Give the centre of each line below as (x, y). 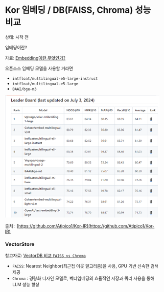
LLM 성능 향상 (26, 285)
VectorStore (20, 244)
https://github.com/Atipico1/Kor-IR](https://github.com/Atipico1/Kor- (86, 226)
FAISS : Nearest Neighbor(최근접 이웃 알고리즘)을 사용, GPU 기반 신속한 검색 (85, 266)
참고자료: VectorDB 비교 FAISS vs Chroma (46, 256)
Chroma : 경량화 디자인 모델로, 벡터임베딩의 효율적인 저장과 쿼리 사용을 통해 (83, 278)
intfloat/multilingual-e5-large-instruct (55, 79)
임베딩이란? (16, 47)
